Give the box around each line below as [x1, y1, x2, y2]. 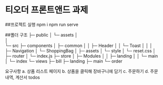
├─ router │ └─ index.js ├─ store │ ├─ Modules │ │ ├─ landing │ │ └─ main [5, 53, 158, 59]
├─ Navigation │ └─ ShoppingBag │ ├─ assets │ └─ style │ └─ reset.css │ [5, 47, 156, 54]
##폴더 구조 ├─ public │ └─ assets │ [5, 32, 78, 38]
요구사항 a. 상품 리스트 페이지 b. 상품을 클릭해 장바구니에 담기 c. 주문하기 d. [5, 68, 149, 74]
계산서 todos [15, 74, 40, 80]
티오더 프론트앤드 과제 [5, 4, 88, 16]
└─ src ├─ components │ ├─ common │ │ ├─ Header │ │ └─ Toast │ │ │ [5, 42, 153, 48]
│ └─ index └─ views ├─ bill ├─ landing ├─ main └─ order [5, 58, 123, 64]
